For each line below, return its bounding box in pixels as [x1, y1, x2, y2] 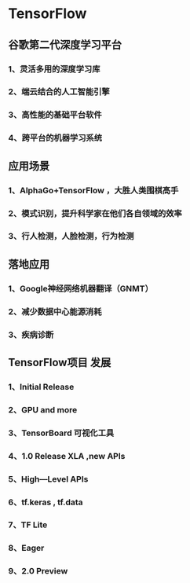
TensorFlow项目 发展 [8, 355, 111, 369]
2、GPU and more [8, 404, 78, 415]
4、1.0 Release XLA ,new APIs [8, 450, 126, 461]
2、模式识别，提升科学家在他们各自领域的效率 [8, 207, 182, 218]
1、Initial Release [8, 381, 75, 392]
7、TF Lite [8, 519, 48, 530]
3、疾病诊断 [8, 329, 54, 340]
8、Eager [8, 543, 45, 554]
